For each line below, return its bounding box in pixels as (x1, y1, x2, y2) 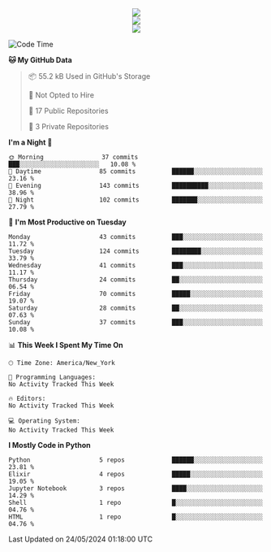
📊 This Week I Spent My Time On (8, 341, 123, 350)
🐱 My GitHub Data (8, 55, 73, 64)
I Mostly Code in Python (8, 441, 91, 450)
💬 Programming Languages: (8, 373, 96, 381)
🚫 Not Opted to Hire (28, 90, 95, 100)
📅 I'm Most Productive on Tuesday (8, 217, 127, 227)
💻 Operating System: (8, 417, 81, 425)
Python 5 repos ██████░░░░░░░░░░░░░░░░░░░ (8, 456, 264, 464)
